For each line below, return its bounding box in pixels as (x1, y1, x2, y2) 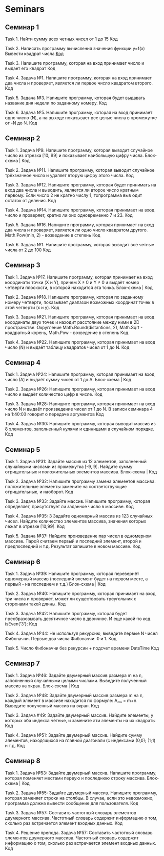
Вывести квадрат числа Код (5, 51, 64, 56)
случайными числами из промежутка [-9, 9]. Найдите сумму (5, 464, 133, 469)
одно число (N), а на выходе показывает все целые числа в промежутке (5, 115, 157, 121)
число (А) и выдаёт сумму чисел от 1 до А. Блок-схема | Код (5, 377, 132, 383)
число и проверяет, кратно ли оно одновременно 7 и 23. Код (5, 212, 133, 218)
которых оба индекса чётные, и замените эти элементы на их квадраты (5, 717, 156, 723)
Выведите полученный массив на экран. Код (5, 702, 99, 708)
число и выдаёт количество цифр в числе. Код (5, 391, 102, 397)
